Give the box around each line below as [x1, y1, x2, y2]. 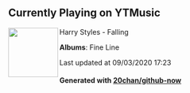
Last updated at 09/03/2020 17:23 [59, 58, 172, 67]
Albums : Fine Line [59, 43, 120, 52]
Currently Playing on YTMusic [8, 6, 161, 20]
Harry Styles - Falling [59, 27, 129, 36]
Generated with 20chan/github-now [59, 76, 182, 85]
